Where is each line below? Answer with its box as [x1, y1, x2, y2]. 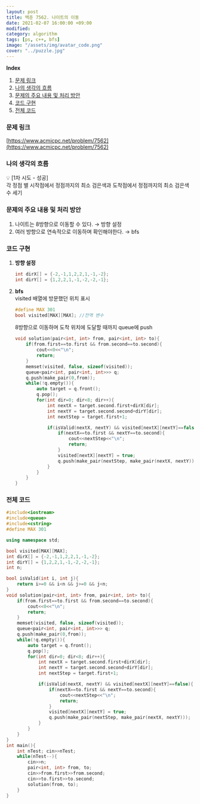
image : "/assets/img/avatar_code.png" [6, 43, 103, 49]
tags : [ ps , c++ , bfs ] [6, 37, 60, 43]
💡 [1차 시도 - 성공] [6, 174, 49, 182]
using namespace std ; [6, 537, 60, 543]
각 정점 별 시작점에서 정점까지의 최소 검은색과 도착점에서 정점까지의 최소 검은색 [6, 182, 190, 189]
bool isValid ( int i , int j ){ [6, 576, 79, 582]
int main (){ [6, 742, 36, 748]
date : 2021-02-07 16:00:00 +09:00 [6, 20, 93, 26]
